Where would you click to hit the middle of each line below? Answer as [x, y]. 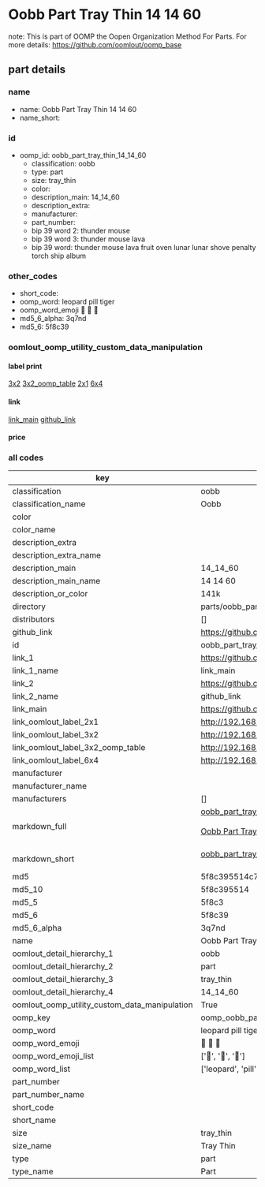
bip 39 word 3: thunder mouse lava [88, 239]
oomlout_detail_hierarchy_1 [63, 954]
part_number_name [48, 1095]
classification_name [49, 504]
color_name [34, 530]
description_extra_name [56, 555]
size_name [32, 1146]
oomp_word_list [41, 1069]
